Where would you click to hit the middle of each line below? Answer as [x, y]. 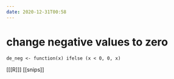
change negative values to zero [87, 42]
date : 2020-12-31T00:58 [37, 12]
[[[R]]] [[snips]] [25, 69]
